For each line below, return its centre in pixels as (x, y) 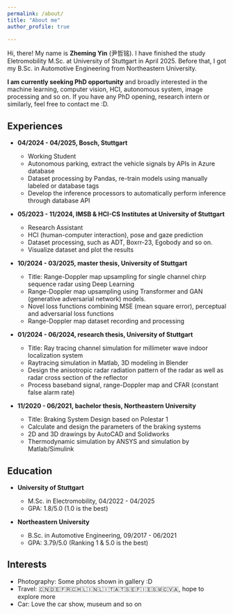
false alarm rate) (51, 392)
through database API (59, 201)
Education (30, 471)
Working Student (52, 157)
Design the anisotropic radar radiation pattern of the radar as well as (126, 370)
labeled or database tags (63, 186)
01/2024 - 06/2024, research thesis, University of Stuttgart (105, 335)
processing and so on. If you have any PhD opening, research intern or (109, 97)
